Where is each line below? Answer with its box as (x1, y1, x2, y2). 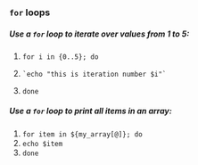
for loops (9, 6, 51, 19)
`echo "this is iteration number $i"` (21, 70, 167, 78)
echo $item (21, 139, 63, 148)
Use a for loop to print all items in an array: (9, 105, 172, 117)
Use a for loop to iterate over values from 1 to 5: (9, 29, 190, 39)
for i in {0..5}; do (21, 52, 99, 62)
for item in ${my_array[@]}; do (21, 129, 143, 139)
